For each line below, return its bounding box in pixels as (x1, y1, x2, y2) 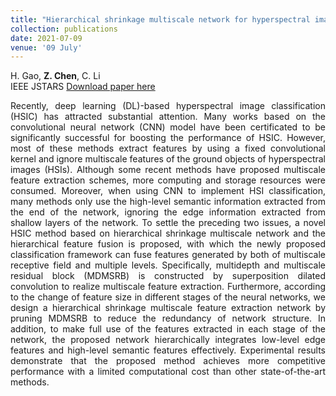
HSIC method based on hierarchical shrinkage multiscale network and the (10, 227, 326, 240)
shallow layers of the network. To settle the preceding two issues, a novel (10, 217, 326, 229)
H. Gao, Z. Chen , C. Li (10, 70, 101, 82)
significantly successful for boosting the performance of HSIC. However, (10, 132, 326, 144)
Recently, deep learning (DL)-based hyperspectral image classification (10, 100, 326, 112)
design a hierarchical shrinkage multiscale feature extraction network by (10, 302, 326, 314)
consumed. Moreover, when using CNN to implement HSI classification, (10, 185, 326, 197)
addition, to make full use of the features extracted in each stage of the (10, 323, 326, 335)
